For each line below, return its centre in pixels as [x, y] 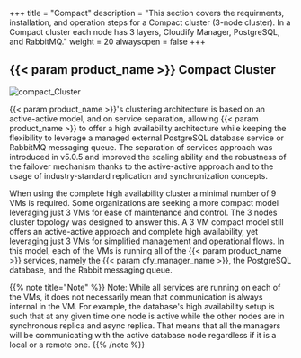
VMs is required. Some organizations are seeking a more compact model [144, 202]
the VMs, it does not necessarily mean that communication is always [136, 297]
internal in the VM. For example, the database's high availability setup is [142, 306]
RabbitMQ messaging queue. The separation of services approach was [141, 147]
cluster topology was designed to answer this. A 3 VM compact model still [147, 222]
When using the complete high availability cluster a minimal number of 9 [143, 193]
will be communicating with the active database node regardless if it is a [143, 335]
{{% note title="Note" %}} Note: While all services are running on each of [145, 287]
